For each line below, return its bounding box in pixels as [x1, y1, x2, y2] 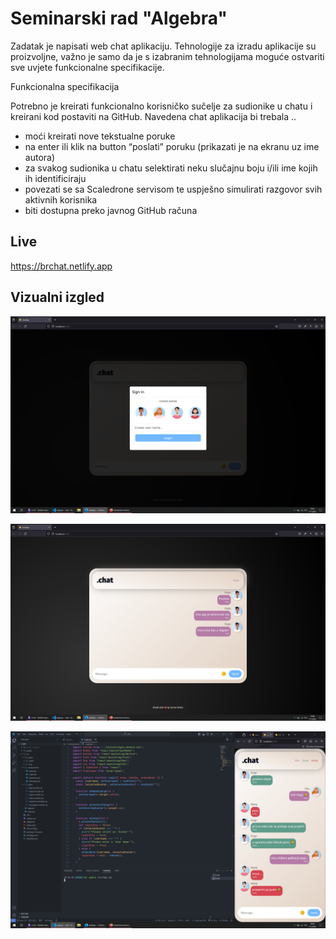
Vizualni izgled [10, 289, 105, 306]
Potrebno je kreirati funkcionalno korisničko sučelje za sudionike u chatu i [10, 100, 313, 112]
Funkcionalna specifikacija [10, 80, 120, 92]
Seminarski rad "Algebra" [10, 7, 228, 30]
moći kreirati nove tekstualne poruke [24, 130, 176, 142]
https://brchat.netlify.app [10, 260, 113, 272]
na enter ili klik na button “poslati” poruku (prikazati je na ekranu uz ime [24, 140, 320, 152]
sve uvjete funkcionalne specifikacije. [10, 61, 165, 73]
